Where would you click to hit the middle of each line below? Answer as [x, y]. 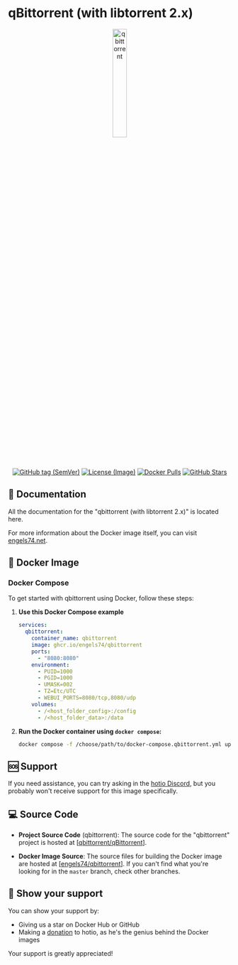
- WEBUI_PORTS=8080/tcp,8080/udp [87, 698]
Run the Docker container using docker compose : [90, 731]
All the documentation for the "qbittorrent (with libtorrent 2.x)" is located [113, 511]
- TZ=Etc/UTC [57, 691]
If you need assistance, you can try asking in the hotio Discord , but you [112, 784]
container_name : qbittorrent [74, 638]
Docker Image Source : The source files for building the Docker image [120, 856]
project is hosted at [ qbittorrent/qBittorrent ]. [83, 843]
